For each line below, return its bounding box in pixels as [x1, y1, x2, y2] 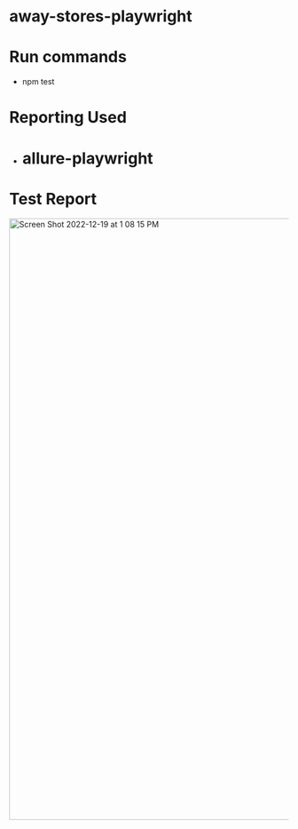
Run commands [9, 47, 127, 68]
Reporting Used [9, 108, 127, 128]
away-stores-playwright [9, 6, 192, 27]
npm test [21, 76, 55, 87]
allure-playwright [21, 148, 153, 168]
